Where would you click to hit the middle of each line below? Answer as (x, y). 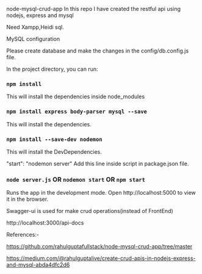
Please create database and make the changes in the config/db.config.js (98, 51)
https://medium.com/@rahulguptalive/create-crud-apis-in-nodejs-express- (101, 258)
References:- (23, 235)
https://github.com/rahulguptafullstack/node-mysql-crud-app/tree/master (99, 247)
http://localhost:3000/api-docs (45, 223)
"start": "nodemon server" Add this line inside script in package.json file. (98, 164)
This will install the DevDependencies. (54, 151)
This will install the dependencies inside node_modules (76, 96)
